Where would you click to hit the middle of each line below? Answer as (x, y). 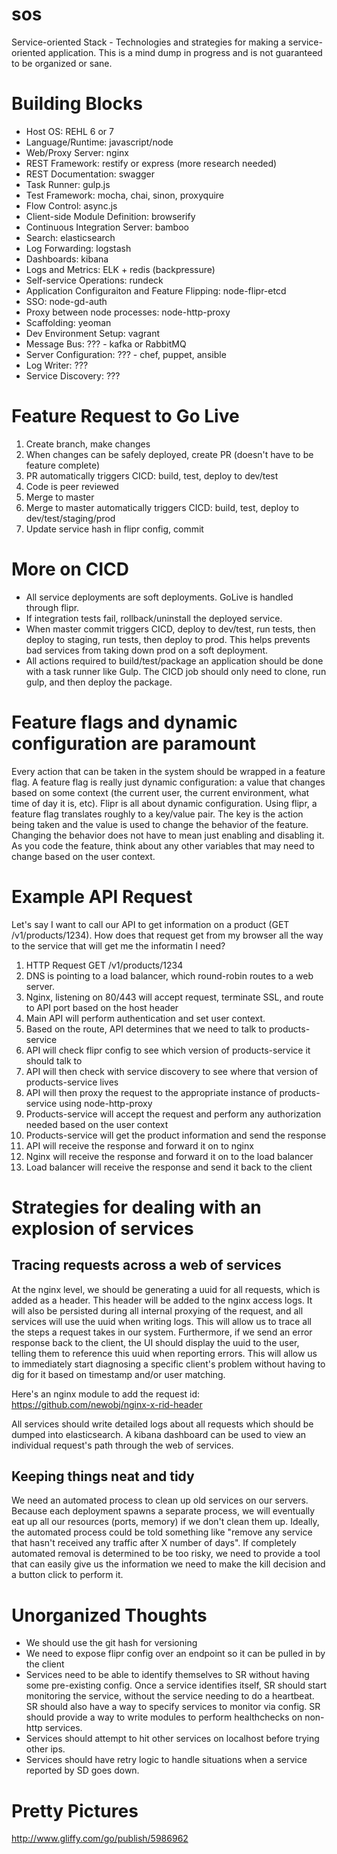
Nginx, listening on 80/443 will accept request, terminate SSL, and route (174, 997)
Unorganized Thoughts (109, 1615)
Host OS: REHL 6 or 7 (69, 131)
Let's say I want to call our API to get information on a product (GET (150, 924)
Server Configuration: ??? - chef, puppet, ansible (126, 354)
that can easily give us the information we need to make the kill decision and (168, 1564)
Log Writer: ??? (57, 365)
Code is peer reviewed (72, 486)
